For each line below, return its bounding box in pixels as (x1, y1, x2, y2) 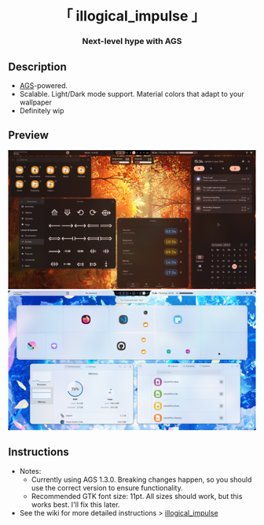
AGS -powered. (19, 80, 68, 90)
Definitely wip (19, 105, 64, 115)
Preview (8, 129, 49, 142)
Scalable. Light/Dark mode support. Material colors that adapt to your (19, 89, 245, 98)
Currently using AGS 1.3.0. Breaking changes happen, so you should (31, 475, 252, 484)
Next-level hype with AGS (82, 36, 182, 47)
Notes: (19, 466, 42, 475)
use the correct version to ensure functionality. (31, 483, 183, 492)
